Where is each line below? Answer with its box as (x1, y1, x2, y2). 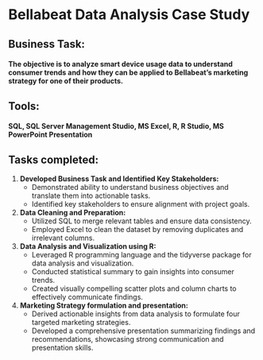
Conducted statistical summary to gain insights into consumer (31, 266, 234, 276)
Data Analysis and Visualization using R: (19, 241, 157, 251)
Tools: (8, 99, 40, 113)
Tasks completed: (8, 153, 99, 166)
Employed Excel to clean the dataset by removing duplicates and (31, 224, 244, 234)
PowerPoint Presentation (8, 130, 93, 140)
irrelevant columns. (31, 233, 95, 242)
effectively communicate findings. (31, 292, 143, 301)
